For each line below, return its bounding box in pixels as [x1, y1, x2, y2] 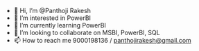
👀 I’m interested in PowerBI [13, 14, 92, 22]
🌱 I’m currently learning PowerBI [13, 21, 106, 29]
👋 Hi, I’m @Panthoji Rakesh [13, 7, 92, 14]
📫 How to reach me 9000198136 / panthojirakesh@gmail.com [13, 37, 192, 44]
